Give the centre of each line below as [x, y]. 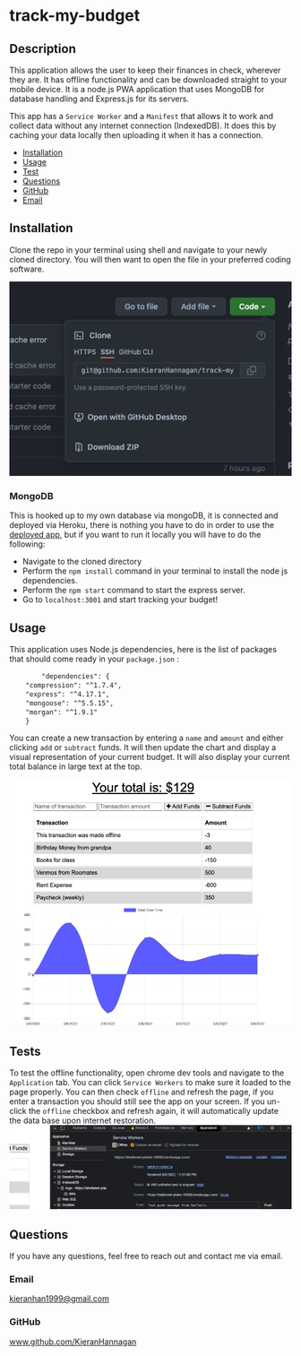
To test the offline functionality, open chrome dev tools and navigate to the [147, 1073]
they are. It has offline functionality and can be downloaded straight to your [148, 80]
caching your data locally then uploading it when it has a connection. [136, 135]
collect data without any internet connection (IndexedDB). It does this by [143, 125]
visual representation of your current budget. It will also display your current [150, 757]
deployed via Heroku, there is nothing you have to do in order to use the [142, 525]
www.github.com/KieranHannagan [73, 1342]
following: [27, 544]
